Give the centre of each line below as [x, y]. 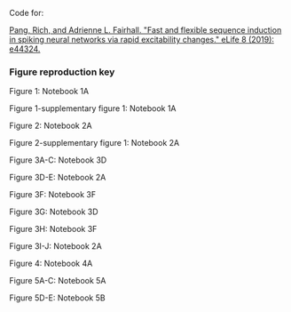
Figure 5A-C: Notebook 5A [58, 281]
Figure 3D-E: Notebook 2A [58, 178]
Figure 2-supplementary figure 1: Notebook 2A [94, 143]
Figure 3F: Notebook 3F [52, 195]
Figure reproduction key [62, 72]
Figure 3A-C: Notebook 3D [58, 160]
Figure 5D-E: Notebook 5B [57, 298]
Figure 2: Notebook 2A [51, 126]
